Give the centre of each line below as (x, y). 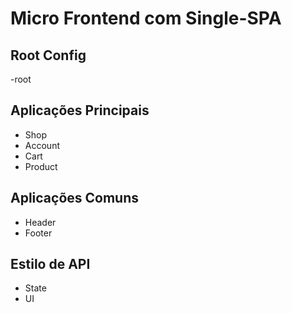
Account (42, 145)
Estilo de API (50, 264)
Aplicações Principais (80, 110)
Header (40, 222)
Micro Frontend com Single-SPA (146, 18)
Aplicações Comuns (75, 198)
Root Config (48, 55)
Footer (38, 233)
